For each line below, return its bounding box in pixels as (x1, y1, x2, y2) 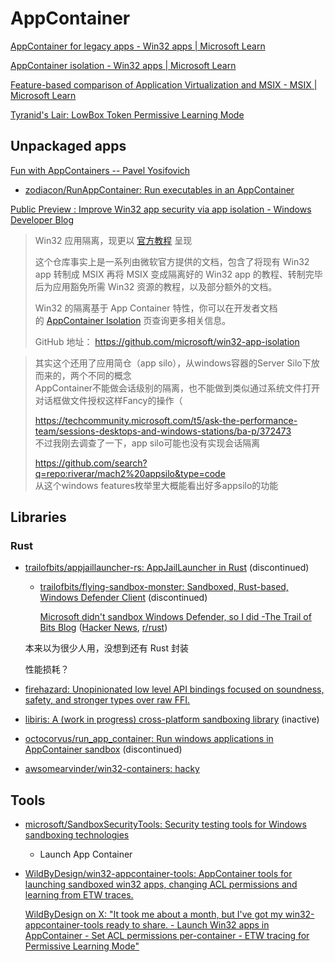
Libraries (10, 509, 67, 526)
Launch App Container (39, 848, 133, 861)
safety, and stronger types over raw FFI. (24, 694, 191, 706)
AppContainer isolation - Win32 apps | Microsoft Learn (10, 59, 237, 71)
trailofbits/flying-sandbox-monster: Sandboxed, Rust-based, (39, 581, 289, 593)
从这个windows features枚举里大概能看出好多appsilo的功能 (34, 479, 279, 491)
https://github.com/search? (34, 457, 148, 469)
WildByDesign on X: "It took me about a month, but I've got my (24, 908, 283, 921)
